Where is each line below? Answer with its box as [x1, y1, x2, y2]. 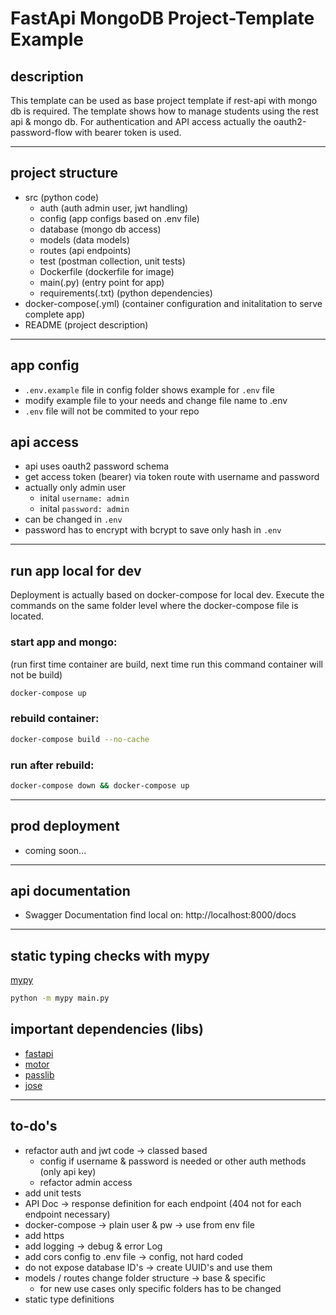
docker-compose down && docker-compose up [10, 780, 190, 791]
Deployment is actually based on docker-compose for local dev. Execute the [10, 589, 325, 601]
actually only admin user [24, 482, 127, 494]
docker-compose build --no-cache [10, 734, 150, 744]
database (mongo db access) [39, 223, 162, 235]
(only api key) [39, 1165, 97, 1177]
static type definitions [24, 1293, 115, 1305]
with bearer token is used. [74, 127, 182, 138]
